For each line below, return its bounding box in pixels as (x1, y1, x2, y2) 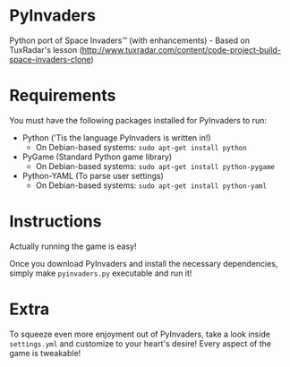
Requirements (9, 86, 116, 106)
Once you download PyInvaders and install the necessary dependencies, (9, 258, 278, 269)
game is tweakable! (9, 347, 81, 358)
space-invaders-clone (9, 54, 91, 64)
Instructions (9, 211, 102, 232)
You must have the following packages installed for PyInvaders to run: (9, 115, 267, 125)
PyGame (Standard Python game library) (21, 151, 173, 162)
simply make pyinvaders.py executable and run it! (9, 268, 192, 278)
